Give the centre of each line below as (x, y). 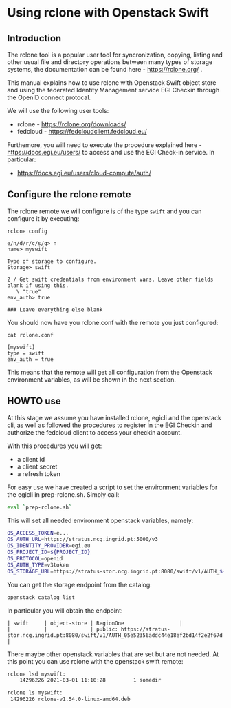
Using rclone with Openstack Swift (108, 13)
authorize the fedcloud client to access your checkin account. (95, 432)
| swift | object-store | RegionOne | (95, 623)
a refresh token (38, 473)
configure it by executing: (43, 218)
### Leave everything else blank (55, 309)
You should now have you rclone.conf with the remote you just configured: (113, 322)
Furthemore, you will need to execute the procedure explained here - (104, 145)
